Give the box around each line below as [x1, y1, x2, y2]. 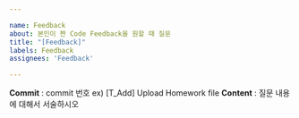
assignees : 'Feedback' [9, 55, 94, 63]
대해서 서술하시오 [18, 99, 79, 110]
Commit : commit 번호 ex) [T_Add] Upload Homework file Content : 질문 [9, 88, 274, 98]
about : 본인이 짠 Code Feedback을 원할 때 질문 [9, 29, 172, 38]
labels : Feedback [9, 46, 74, 55]
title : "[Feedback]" [9, 38, 87, 46]
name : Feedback [9, 21, 66, 29]
